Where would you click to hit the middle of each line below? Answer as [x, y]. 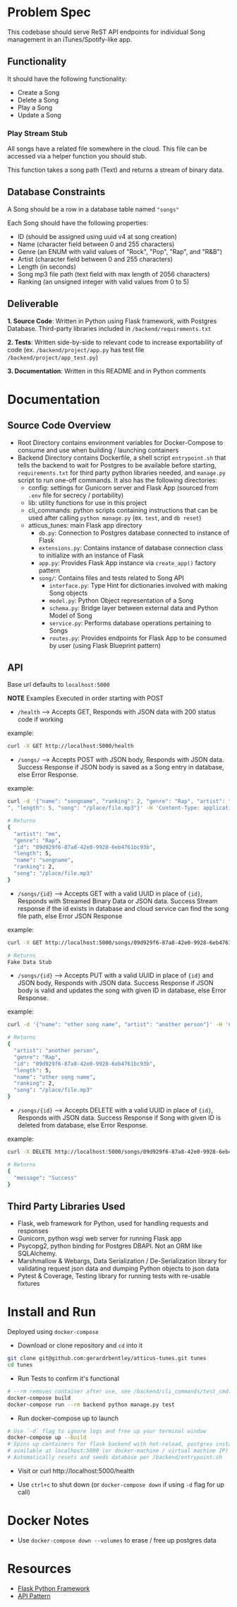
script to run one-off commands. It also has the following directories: [117, 480]
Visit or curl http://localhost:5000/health [76, 1470]
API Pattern [34, 1596]
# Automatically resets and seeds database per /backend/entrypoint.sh [115, 1458]
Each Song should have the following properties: [78, 223]
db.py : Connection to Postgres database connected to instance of [134, 533]
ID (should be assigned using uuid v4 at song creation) [97, 236]
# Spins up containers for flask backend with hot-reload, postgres [110, 1444]
